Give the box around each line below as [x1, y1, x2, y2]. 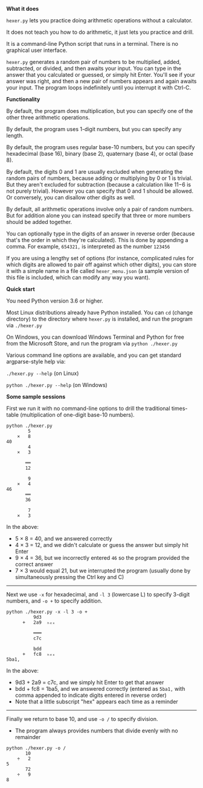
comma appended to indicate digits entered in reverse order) [14, 691, 167, 699]
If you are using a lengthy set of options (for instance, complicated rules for [6, 255, 195, 261]
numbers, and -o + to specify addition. [6, 597, 103, 604]
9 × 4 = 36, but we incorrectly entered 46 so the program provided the [14, 554, 190, 561]
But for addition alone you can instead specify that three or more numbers [6, 212, 191, 219]
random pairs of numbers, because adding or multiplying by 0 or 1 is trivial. [6, 175, 193, 182]
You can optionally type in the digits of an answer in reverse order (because [6, 230, 195, 237]
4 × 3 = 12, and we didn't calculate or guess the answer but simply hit [14, 542, 188, 548]
